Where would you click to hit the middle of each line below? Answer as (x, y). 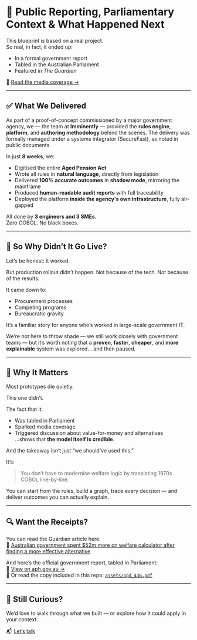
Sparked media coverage (45, 427)
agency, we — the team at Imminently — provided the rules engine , (89, 126)
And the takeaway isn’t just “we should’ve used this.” (70, 451)
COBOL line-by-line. (45, 479)
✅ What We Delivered (46, 106)
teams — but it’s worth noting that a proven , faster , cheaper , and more (92, 342)
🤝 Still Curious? (35, 599)
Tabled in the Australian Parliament (57, 64)
